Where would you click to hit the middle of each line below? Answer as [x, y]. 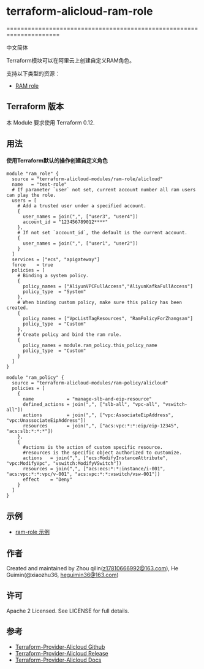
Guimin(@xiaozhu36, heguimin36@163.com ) [62, 575]
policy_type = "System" [54, 292]
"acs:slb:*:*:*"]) [30, 431]
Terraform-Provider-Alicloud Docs [58, 660]
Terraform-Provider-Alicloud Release [62, 653]
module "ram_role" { [33, 174]
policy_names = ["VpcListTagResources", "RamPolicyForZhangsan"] [108, 319]
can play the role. [31, 195]
